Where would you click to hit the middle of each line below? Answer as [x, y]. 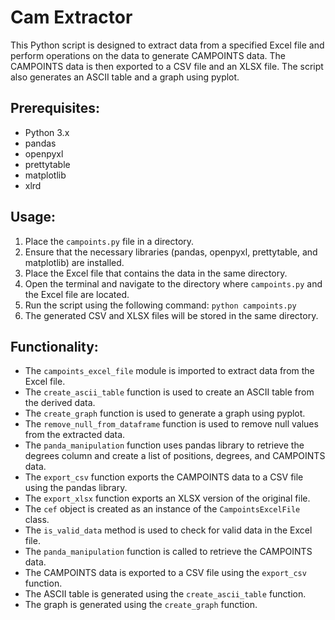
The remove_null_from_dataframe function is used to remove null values [171, 424]
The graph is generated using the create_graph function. [141, 605]
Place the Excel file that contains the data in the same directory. [156, 273]
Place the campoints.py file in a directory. [109, 241]
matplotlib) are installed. [74, 262]
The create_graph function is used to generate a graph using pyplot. [165, 413]
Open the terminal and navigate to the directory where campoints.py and [173, 283]
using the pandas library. [76, 488]
